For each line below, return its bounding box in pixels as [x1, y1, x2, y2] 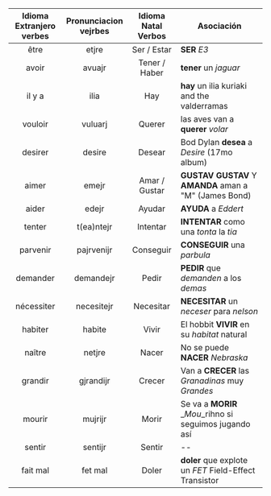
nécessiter [15, 301, 56, 312]
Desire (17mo [180, 147, 233, 158]
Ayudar [138, 203, 165, 214]
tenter [23, 221, 47, 232]
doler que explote [180, 455, 248, 465]
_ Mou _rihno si [180, 408, 234, 420]
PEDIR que [180, 262, 222, 273]
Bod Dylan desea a [180, 137, 252, 147]
